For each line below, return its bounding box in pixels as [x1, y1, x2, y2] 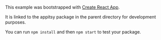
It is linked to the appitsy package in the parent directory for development [5, 14, 156, 19]
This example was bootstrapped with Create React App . [5, 4, 120, 10]
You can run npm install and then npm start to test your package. [5, 29, 141, 34]
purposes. [5, 19, 26, 25]
